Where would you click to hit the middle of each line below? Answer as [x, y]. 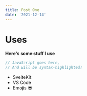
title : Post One [22, 10]
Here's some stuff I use [30, 54]
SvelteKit [22, 77]
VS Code [22, 83]
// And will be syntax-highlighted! [44, 68]
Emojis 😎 [23, 88]
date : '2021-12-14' [26, 15]
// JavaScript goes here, [32, 63]
